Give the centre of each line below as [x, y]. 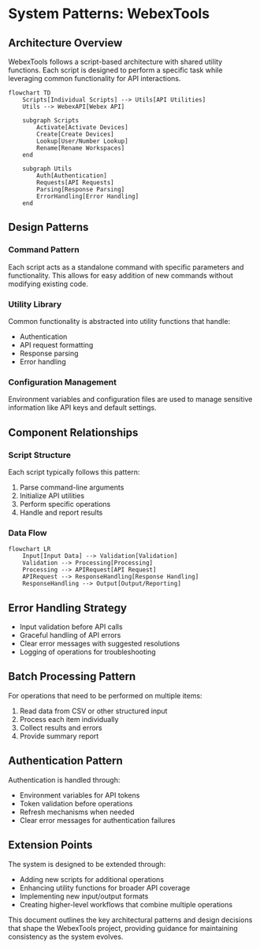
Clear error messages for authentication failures [97, 820]
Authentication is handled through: [64, 780]
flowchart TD [30, 93]
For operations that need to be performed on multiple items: [105, 695]
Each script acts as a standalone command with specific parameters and [126, 267]
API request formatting [56, 344]
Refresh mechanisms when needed [77, 812]
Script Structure [40, 455]
